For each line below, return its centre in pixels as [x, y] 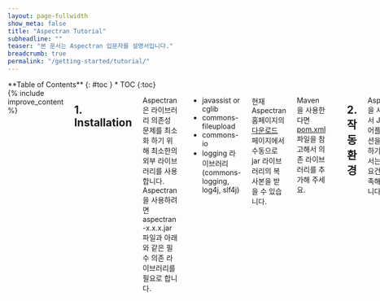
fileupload [219, 126]
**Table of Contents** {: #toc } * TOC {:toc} [82, 84]
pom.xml [311, 129]
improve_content [36, 102]
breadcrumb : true [37, 54]
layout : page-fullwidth [48, 16]
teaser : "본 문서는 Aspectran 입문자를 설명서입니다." [90, 46]
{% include [26, 93]
